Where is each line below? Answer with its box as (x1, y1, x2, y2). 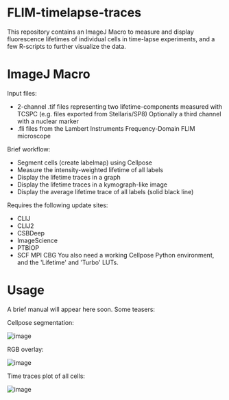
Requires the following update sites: (7, 201, 108, 209)
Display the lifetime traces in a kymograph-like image (16, 180, 168, 189)
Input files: (7, 89, 37, 97)
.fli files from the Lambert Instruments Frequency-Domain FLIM (16, 124, 195, 132)
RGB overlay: (7, 345, 44, 353)
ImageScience (16, 236, 58, 244)
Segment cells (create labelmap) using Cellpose (16, 158, 153, 167)
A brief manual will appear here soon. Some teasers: (7, 305, 156, 313)
